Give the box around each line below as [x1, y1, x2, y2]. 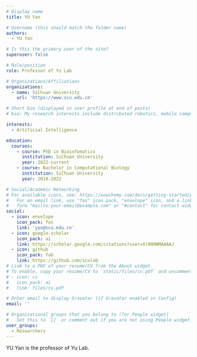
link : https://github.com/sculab [16, 258, 98, 263]
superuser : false [6, 52, 49, 58]
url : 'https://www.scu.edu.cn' [16, 95, 93, 101]
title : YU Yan [6, 14, 41, 20]
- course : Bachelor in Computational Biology [16, 165, 130, 171]
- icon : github [11, 246, 49, 253]
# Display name [6, 8, 43, 15]
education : [6, 138, 33, 144]
